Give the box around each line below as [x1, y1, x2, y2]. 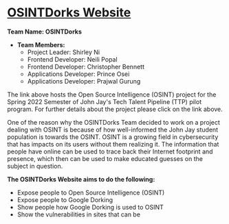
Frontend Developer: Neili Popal [27, 55, 118, 63]
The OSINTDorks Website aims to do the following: [7, 175, 155, 183]
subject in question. [7, 162, 63, 170]
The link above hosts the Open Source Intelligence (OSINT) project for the [7, 90, 217, 99]
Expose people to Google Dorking [17, 195, 113, 203]
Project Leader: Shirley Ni [27, 48, 100, 56]
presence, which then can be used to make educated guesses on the [7, 154, 203, 162]
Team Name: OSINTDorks [7, 27, 83, 36]
